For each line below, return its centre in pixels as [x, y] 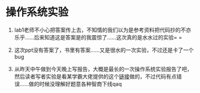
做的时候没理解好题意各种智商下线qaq [75, 83]
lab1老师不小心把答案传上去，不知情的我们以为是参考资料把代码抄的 [97, 30]
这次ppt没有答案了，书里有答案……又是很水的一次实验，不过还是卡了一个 [104, 50]
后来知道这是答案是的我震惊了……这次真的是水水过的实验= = [108, 37]
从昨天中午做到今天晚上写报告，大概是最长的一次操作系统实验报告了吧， [103, 69]
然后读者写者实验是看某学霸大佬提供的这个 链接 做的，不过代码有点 [95, 76]
